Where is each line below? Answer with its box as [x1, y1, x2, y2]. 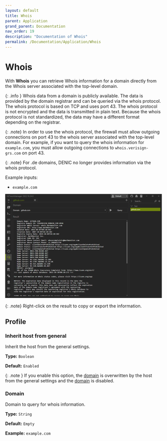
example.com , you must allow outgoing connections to [5, 145, 114, 150]
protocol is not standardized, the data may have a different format [5, 114, 140, 120]
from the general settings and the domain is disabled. [5, 378, 114, 384]
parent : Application [5, 18, 48, 23]
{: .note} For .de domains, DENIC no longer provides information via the [5, 159, 151, 165]
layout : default [5, 8, 39, 13]
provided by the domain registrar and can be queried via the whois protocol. [5, 98, 161, 104]
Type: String [5, 411, 32, 417]
